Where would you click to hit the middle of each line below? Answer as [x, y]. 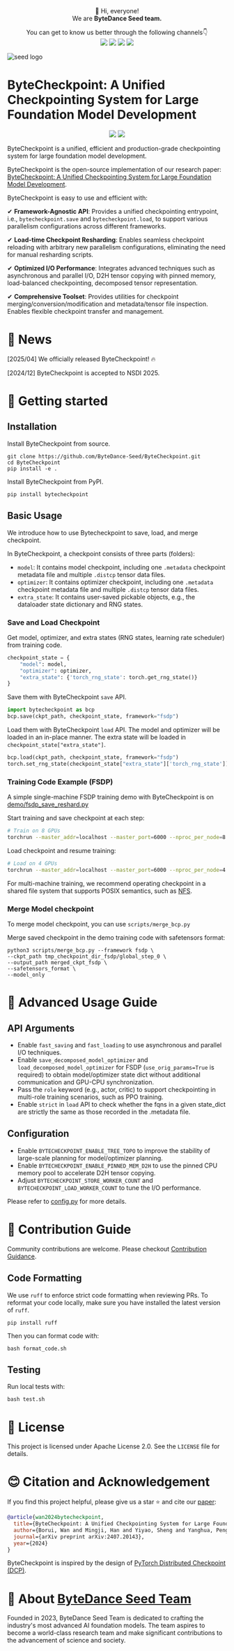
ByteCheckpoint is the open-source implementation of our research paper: [114, 169]
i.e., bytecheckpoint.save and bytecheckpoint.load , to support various [108, 219]
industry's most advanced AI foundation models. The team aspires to [106, 1625]
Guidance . [22, 1256]
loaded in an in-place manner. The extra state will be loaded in [97, 737]
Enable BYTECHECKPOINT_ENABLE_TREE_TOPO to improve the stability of [114, 1150]
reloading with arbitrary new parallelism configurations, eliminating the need [117, 247]
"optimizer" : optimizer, [56, 671]
